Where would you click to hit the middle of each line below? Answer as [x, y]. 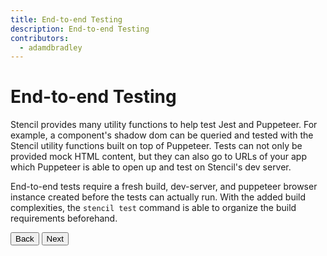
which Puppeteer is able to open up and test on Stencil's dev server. [151, 167]
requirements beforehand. [64, 218]
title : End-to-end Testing [66, 19]
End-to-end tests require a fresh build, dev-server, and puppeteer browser [164, 187]
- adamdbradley [51, 47]
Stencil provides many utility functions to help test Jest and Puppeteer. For [164, 125]
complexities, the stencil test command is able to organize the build [153, 208]
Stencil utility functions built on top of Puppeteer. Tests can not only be [156, 146]
